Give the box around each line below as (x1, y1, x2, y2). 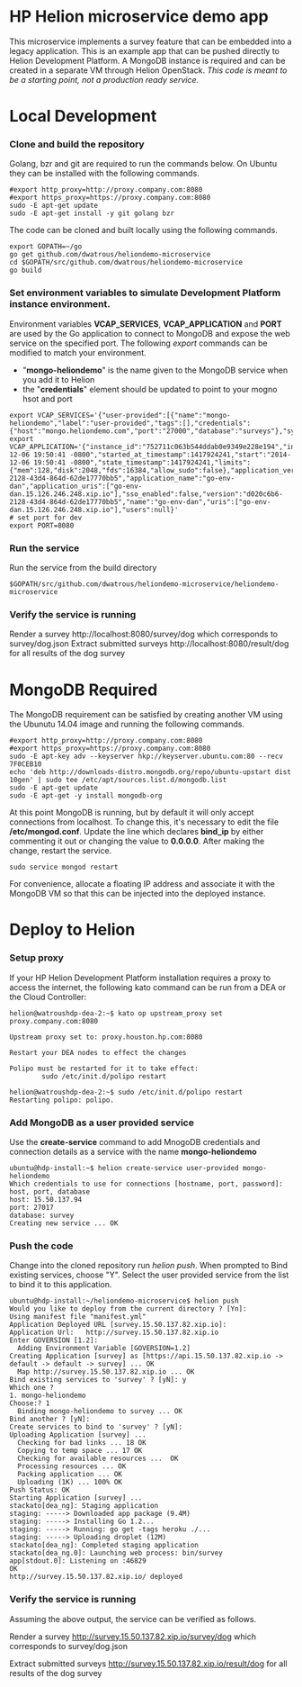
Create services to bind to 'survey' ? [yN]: (9, 1422, 182, 1432)
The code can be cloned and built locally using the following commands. (9, 225, 279, 236)
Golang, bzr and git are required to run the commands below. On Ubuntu (9, 158, 277, 169)
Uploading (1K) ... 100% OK (17, 1478, 123, 1487)
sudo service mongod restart (9, 862, 119, 872)
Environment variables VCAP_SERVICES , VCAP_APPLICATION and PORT (9, 318, 282, 329)
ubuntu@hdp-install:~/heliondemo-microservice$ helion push (9, 1296, 240, 1306)
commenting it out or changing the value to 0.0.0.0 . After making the (9, 835, 265, 847)
